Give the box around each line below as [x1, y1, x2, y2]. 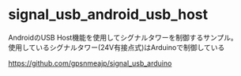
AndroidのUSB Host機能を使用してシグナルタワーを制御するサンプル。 [8, 32, 239, 42]
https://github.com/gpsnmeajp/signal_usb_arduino [8, 58, 172, 68]
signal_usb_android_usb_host [8, 6, 209, 24]
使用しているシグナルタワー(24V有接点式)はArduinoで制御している [8, 42, 225, 52]
